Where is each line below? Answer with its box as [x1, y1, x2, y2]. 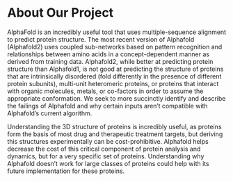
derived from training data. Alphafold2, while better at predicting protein [7, 57, 214, 65]
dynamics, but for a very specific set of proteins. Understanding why [7, 151, 204, 160]
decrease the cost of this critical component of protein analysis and [7, 144, 201, 153]
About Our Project [7, 5, 114, 21]
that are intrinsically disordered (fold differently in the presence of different [7, 72, 222, 81]
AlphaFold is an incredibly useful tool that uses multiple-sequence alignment [7, 28, 227, 36]
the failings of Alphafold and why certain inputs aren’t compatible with [7, 101, 208, 110]
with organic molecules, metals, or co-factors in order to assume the [7, 87, 204, 95]
